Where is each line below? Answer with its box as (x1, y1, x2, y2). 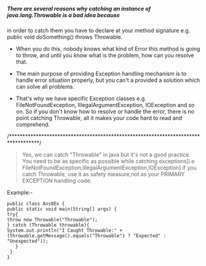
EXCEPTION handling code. (21, 177, 92, 184)
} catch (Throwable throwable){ (7, 222, 90, 228)
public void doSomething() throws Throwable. (7, 33, 123, 40)
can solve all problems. (15, 83, 75, 90)
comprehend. (15, 120, 50, 128)
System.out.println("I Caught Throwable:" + (7, 227, 123, 234)
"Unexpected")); (7, 238, 48, 244)
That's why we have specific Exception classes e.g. (15, 95, 147, 102)
